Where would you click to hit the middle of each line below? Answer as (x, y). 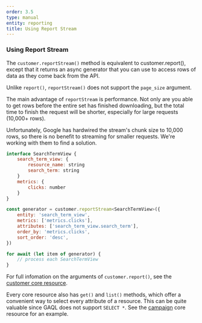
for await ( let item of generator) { (54, 254)
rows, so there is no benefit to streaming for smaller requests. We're (91, 136)
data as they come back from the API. (53, 75)
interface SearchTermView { (42, 154)
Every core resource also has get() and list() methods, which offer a (94, 295)
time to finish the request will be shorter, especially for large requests (92, 111)
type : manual (23, 17)
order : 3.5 (20, 12)
